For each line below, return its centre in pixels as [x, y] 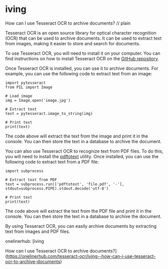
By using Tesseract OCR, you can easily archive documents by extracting [81, 226]
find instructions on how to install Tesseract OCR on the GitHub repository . [82, 58]
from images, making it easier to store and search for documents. [73, 43]
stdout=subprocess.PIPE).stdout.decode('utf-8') [57, 188]
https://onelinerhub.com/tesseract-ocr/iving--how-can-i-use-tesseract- [81, 256]
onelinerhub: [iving [25, 241]
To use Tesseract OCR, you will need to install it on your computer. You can [83, 53]
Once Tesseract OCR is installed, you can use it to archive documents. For [82, 68]
